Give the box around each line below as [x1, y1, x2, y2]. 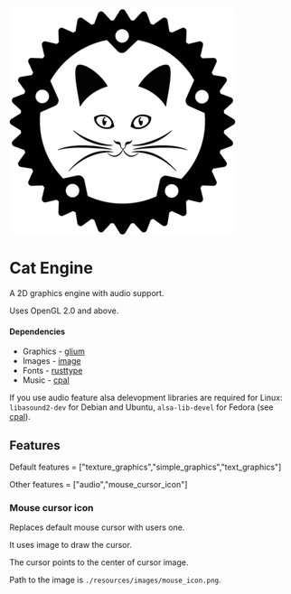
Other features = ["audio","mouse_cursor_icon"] [9, 478, 188, 489]
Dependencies [9, 326, 66, 337]
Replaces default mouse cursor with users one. [9, 522, 185, 533]
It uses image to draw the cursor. [9, 540, 133, 551]
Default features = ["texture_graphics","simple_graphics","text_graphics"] [9, 461, 282, 472]
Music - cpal [22, 375, 70, 385]
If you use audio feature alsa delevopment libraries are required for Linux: [9, 393, 283, 404]
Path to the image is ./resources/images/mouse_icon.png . [9, 574, 221, 586]
